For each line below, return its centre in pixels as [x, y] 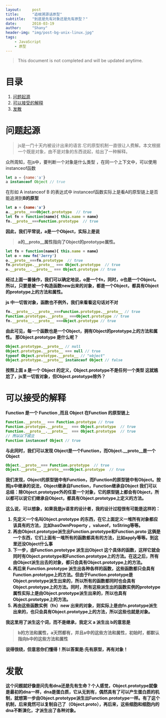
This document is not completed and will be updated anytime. [80, 60]
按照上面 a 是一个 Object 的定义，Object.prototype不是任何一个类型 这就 [80, 370]
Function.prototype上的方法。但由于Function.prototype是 [73, 575]
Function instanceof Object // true [43, 440]
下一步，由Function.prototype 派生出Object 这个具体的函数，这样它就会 [86, 550]
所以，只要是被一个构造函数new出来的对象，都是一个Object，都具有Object [82, 286]
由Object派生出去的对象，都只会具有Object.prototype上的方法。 [79, 563]
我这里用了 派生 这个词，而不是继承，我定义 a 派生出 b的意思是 [68, 622]
